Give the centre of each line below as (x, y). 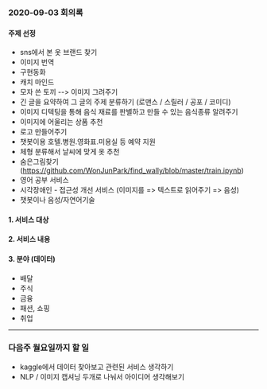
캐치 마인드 (37, 82)
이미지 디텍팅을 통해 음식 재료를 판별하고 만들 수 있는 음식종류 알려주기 (129, 112)
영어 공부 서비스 (44, 180)
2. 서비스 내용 (29, 239)
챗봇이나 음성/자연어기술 (57, 200)
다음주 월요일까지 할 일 (49, 348)
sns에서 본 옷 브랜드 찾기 (58, 53)
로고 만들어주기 (43, 132)
